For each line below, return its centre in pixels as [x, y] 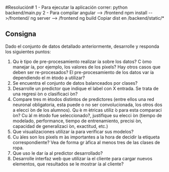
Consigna [21, 34]
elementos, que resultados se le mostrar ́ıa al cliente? [68, 164]
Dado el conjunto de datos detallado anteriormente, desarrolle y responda [82, 46]
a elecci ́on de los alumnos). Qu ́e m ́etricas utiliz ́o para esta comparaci [87, 110]
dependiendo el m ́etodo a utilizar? [49, 78]
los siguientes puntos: [28, 51]
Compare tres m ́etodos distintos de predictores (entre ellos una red [83, 99]
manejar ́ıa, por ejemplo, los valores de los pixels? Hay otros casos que [87, 67]
